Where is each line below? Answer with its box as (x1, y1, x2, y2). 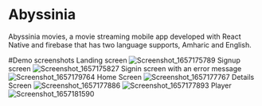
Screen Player (8, 81, 233, 90)
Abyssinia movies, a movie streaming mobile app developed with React (8, 32, 241, 41)
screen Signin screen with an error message (8, 63, 242, 73)
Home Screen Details (96, 72, 255, 81)
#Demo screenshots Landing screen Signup (8, 55, 240, 65)
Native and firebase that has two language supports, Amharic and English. (8, 40, 252, 49)
